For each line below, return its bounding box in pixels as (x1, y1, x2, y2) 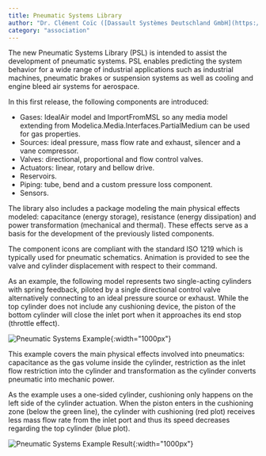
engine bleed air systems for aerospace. (8, 82, 140, 91)
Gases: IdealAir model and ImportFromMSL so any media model (19, 113, 228, 122)
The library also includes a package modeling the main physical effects (8, 204, 240, 213)
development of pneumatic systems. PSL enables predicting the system (8, 56, 242, 66)
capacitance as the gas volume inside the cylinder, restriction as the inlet (8, 358, 246, 367)
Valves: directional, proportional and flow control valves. (19, 155, 203, 164)
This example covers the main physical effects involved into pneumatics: (8, 350, 245, 359)
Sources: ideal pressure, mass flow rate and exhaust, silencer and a (19, 138, 241, 148)
